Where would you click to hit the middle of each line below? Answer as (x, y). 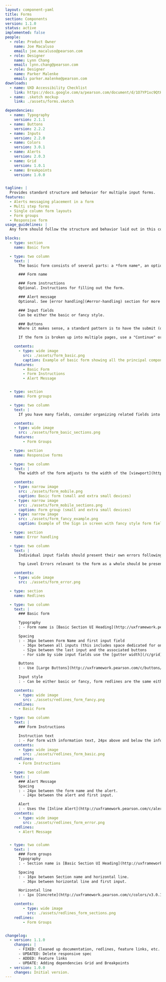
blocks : (13, 238)
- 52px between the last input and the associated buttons (85, 650)
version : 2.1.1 (30, 120)
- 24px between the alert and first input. (68, 795)
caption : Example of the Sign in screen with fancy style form (85, 524)
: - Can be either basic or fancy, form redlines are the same (85, 682)
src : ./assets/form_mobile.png (50, 491)
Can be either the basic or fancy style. (62, 315)
